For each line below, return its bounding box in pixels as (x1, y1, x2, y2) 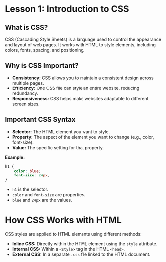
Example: (5, 154, 25, 160)
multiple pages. (12, 80, 44, 86)
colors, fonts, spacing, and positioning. (5, 47, 85, 53)
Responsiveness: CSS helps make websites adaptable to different (12, 95, 149, 101)
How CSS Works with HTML (5, 215, 122, 226)
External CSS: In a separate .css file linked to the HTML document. (12, 251, 151, 257)
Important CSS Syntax (5, 115, 76, 124)
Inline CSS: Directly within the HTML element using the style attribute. (12, 241, 158, 247)
